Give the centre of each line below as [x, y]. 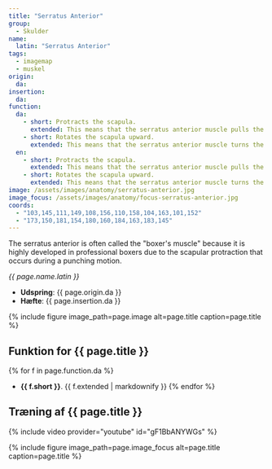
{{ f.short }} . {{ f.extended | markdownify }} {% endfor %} [118, 387]
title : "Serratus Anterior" [56, 16]
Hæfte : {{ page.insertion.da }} [70, 301]
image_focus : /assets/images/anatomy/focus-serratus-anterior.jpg [123, 197]
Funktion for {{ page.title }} [79, 351]
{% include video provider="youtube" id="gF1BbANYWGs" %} [113, 432]
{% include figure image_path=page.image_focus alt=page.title [114, 447]
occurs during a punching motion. [65, 261]
